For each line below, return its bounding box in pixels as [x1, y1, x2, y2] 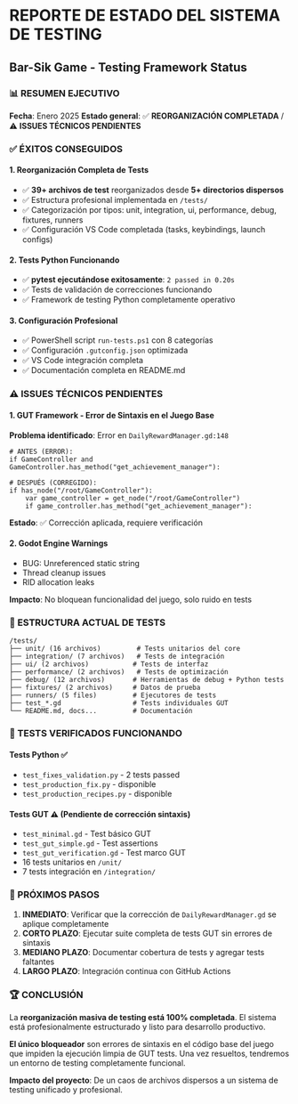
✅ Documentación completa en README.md [21, 365, 186, 376]
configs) [21, 234, 53, 245]
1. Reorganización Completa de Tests [9, 165, 149, 175]
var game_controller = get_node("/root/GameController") [25, 493, 241, 503]
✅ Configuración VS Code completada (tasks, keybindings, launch [21, 224, 266, 234]
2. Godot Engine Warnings [9, 538, 109, 548]
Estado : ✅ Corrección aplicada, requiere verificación [9, 517, 203, 528]
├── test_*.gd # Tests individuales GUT [9, 699, 229, 708]
